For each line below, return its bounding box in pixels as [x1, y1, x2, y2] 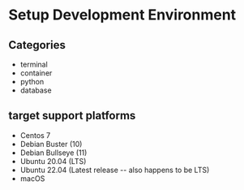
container [19, 68, 53, 78]
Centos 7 [19, 130, 51, 140]
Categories [8, 38, 66, 52]
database [19, 85, 52, 95]
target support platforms [8, 109, 136, 123]
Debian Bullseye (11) [19, 148, 88, 158]
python [19, 77, 45, 86]
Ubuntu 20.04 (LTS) [19, 156, 87, 166]
